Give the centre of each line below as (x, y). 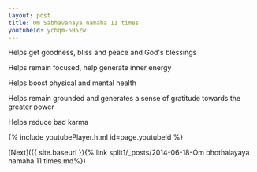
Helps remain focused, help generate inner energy (90, 68)
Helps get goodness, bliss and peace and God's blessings (102, 53)
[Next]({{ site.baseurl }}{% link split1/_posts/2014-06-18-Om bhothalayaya (129, 153)
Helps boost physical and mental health (72, 83)
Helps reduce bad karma (48, 122)
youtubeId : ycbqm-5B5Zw (47, 30)
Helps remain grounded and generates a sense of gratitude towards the (125, 99)
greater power (31, 107)
